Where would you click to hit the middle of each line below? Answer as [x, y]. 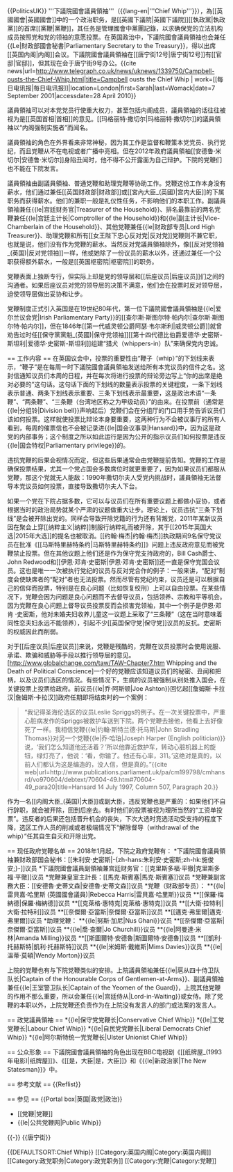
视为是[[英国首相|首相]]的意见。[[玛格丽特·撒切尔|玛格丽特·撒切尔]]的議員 [111, 119]
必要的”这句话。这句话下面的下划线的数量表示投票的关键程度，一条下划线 [118, 384]
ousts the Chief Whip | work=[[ [173, 79]
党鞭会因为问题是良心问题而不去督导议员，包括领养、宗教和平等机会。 [126, 597]
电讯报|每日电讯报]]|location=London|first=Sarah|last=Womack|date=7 [114, 88]
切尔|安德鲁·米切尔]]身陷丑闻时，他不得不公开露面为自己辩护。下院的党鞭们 [114, 160]
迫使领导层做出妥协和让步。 [47, 294]
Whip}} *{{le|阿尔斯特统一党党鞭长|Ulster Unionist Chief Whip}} [97, 1037]
